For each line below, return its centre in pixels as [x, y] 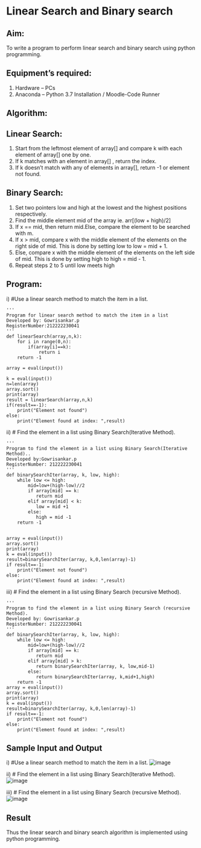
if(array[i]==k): [49, 347]
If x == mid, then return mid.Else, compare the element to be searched [102, 226]
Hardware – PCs [35, 88]
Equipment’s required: [49, 73]
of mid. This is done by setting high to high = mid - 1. [80, 259]
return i [49, 352]
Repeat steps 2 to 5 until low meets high [65, 265]
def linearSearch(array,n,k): [44, 336]
